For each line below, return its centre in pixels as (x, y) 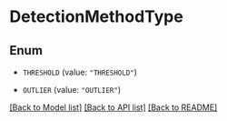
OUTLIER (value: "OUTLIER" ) (71, 90)
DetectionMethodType (96, 17)
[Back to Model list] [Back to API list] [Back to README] (113, 107)
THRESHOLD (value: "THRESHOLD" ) (80, 72)
